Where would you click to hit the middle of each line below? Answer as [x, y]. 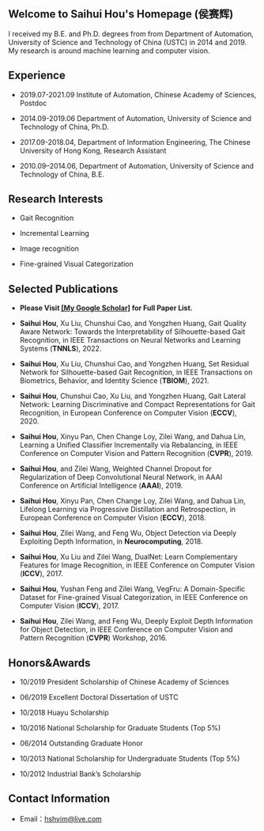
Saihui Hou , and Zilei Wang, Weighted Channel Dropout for [115, 469]
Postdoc [33, 103]
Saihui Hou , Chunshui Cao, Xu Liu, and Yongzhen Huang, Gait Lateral [133, 396]
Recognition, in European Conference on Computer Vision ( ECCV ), [128, 413]
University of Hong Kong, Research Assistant [93, 150]
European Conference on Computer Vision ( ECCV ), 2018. [113, 518]
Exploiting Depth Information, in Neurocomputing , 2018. [111, 541]
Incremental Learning [54, 233]
